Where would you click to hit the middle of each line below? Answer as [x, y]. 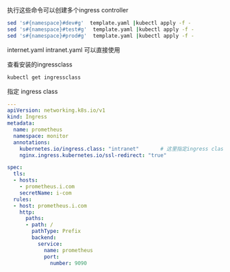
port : [51, 257]
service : [50, 244]
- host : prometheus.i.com [50, 206]
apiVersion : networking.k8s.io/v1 [56, 111]
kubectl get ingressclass [44, 77]
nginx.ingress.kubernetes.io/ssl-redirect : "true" [93, 155]
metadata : [21, 123]
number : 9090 [69, 263]
